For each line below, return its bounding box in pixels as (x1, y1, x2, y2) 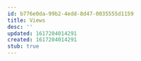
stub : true (7, 43, 39, 50)
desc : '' (7, 23, 33, 30)
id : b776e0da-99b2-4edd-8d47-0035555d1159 (7, 10, 134, 18)
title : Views (7, 17, 46, 24)
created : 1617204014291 (7, 36, 78, 43)
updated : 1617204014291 (7, 29, 78, 37)
